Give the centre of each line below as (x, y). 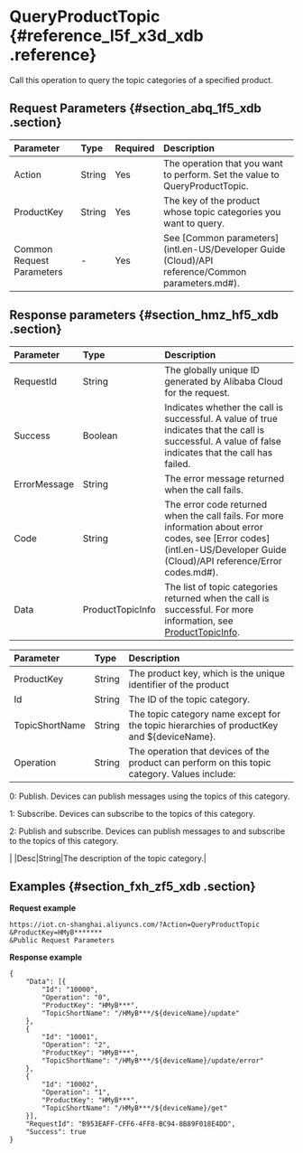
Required (135, 148)
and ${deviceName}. (172, 736)
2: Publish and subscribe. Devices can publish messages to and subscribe (147, 831)
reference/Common (205, 271)
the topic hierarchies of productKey (203, 725)
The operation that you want (223, 163)
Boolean (100, 436)
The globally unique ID (212, 370)
